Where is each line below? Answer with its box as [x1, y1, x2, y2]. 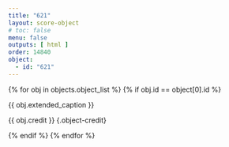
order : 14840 [8, 48, 51, 56]
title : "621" [8, 11, 51, 20]
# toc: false [8, 26, 51, 34]
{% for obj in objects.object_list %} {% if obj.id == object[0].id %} [8, 85, 222, 94]
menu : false [8, 33, 47, 42]
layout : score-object [8, 19, 80, 27]
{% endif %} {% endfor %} [8, 130, 96, 140]
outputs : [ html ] [8, 41, 69, 49]
